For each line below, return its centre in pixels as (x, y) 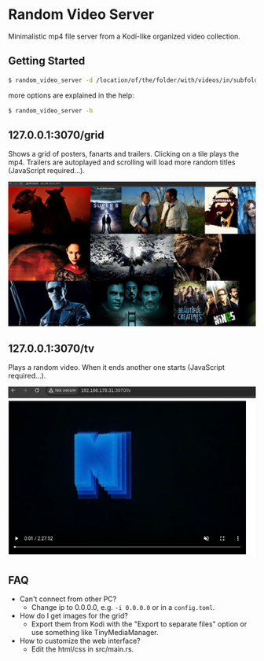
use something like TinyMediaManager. (95, 633)
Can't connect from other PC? (68, 599)
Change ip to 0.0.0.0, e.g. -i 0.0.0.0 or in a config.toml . (123, 607)
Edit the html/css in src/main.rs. (82, 649)
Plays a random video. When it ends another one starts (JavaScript (117, 367)
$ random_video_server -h (50, 111)
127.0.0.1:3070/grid (56, 135)
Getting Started (47, 61)
